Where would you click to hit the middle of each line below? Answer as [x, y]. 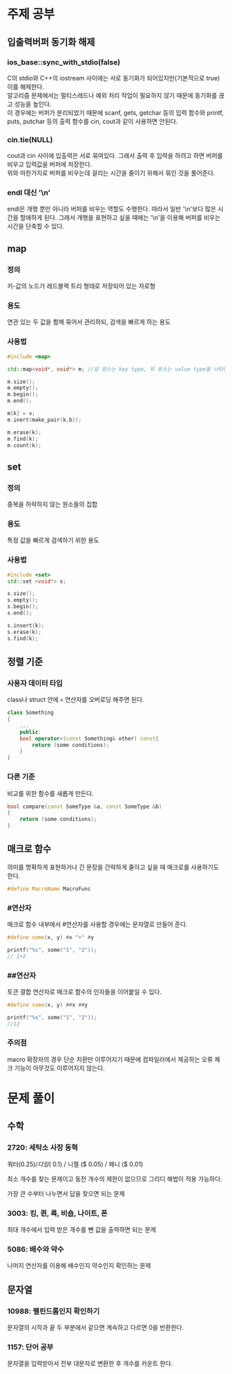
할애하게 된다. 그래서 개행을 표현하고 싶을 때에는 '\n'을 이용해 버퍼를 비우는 [120, 218]
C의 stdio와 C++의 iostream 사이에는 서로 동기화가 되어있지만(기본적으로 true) [114, 78]
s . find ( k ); [23, 638]
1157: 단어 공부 [30, 1347]
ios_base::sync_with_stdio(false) [64, 62]
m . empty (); [23, 388]
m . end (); [20, 401]
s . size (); [21, 594]
